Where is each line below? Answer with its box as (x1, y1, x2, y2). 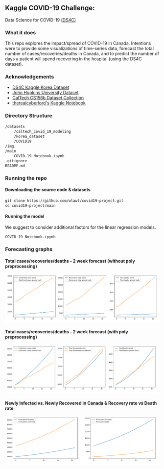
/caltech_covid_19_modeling (14, 129, 71, 134)
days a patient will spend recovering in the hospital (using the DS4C (5, 56, 142, 62)
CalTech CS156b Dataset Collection (12, 95, 84, 101)
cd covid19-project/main (5, 203, 56, 208)
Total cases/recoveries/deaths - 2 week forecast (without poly (5, 258, 136, 264)
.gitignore (5, 158, 27, 163)
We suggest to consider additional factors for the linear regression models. (5, 224, 156, 230)
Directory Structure (5, 112, 52, 119)
